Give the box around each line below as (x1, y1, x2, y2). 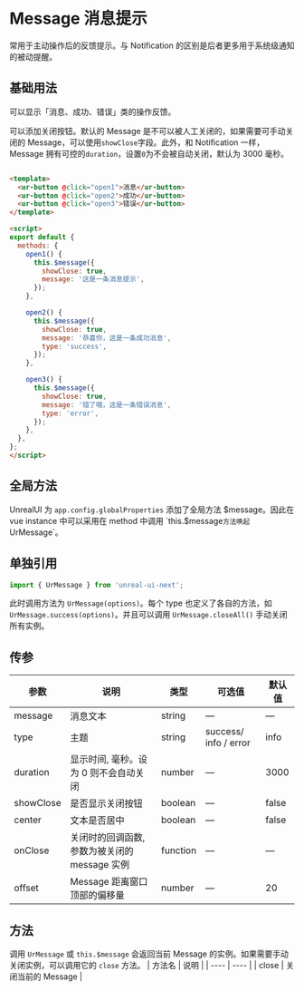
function (161, 844, 197, 857)
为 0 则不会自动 (70, 767, 136, 780)
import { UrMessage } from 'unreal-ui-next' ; (9, 580, 184, 589)
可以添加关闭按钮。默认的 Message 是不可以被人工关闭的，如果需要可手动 (9, 125, 287, 136)
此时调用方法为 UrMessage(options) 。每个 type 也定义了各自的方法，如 (9, 598, 273, 608)
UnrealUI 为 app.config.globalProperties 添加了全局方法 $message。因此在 (9, 504, 295, 515)
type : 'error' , (42, 409, 100, 418)
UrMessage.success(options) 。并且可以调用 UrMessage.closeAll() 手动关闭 (9, 609, 288, 620)
